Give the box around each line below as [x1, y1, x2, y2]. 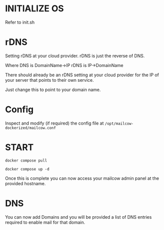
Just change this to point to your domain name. [5, 87, 101, 93]
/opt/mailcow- [104, 121, 134, 126]
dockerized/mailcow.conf [5, 125, 56, 131]
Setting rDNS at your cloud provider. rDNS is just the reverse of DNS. [5, 53, 145, 59]
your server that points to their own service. [5, 77, 94, 83]
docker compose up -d [5, 166, 50, 171]
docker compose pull [5, 158, 48, 163]
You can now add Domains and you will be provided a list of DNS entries [5, 214, 152, 220]
